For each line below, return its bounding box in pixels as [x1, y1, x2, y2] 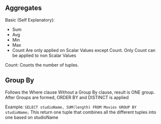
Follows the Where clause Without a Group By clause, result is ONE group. [5, 89, 155, 95]
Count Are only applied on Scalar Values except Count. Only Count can [12, 47, 156, 53]
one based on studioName [5, 114, 59, 120]
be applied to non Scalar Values [12, 52, 77, 58]
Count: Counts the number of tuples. [5, 62, 79, 68]
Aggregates [5, 4, 42, 12]
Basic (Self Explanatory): [5, 17, 55, 23]
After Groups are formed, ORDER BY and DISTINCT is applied [5, 94, 129, 100]
